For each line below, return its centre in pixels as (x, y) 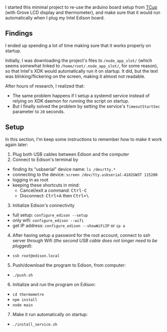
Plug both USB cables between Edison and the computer (71, 154)
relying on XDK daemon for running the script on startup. (71, 101)
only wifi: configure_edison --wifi (48, 220)
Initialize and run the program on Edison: (54, 284)
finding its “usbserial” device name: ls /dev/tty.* (64, 169)
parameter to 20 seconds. (38, 111)
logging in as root (30, 179)
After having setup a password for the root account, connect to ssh (81, 235)
